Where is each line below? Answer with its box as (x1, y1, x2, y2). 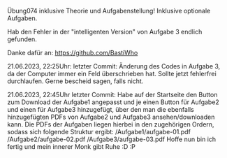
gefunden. (7, 35, 37, 43)
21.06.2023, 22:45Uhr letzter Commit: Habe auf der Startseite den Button (7, 91, 218, 99)
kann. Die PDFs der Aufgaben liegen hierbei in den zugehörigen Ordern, (7, 120, 214, 129)
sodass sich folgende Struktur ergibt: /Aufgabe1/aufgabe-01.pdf (7, 128, 191, 136)
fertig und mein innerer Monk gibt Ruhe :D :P (7, 143, 136, 150)
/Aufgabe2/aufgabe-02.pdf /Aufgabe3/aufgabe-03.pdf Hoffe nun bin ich (7, 135, 217, 143)
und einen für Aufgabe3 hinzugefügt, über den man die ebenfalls (7, 106, 194, 113)
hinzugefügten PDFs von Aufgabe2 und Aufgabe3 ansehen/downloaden (7, 113, 215, 121)
